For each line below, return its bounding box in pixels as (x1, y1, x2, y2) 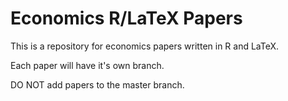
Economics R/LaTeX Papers (10, 7, 243, 30)
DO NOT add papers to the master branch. (10, 78, 185, 91)
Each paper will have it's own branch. (10, 59, 165, 71)
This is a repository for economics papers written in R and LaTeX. (10, 40, 280, 52)
